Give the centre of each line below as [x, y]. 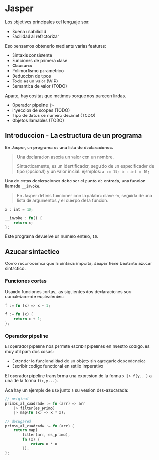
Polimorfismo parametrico [38, 70]
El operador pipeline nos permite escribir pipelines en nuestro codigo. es [77, 346]
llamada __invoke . [23, 186]
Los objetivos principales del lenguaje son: [48, 22]
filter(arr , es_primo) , [46, 435]
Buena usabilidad [29, 31]
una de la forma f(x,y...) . [32, 381]
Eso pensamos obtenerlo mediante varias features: [56, 46]
